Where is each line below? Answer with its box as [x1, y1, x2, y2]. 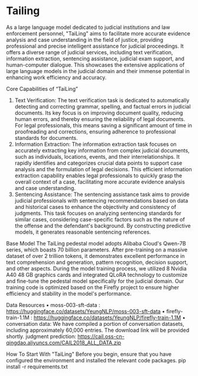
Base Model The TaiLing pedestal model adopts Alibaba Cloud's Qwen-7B [6, 240, 186, 247]
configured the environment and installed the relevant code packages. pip [6, 357, 186, 364]
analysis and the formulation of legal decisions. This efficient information [14, 165, 192, 172]
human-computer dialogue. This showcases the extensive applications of [6, 61, 185, 68]
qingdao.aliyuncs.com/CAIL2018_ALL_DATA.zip [6, 339, 121, 346]
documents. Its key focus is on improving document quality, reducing [14, 109, 183, 116]
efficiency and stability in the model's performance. [6, 290, 132, 297]
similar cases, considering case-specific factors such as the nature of [14, 215, 185, 223]
